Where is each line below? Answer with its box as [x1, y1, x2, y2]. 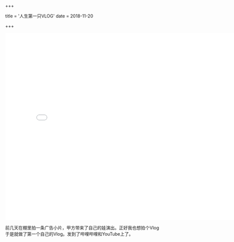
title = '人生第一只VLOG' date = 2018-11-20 [5, 13, 93, 19]
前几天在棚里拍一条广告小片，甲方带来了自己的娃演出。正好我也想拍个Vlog [5, 225, 159, 231]
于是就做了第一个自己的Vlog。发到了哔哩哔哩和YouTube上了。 [5, 231, 133, 237]
